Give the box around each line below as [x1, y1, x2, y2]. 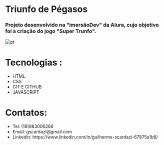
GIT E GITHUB [12, 84, 42, 90]
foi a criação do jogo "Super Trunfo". [5, 28, 96, 35]
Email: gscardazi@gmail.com [12, 129, 72, 135]
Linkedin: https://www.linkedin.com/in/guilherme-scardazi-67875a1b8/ [12, 134, 158, 140]
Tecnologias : [5, 57, 62, 68]
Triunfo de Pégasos [5, 4, 88, 15]
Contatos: [5, 107, 47, 118]
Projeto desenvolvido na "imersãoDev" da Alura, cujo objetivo [5, 22, 159, 29]
